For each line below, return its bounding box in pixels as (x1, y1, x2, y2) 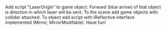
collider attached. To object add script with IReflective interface (5, 15, 135, 20)
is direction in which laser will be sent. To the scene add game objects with (5, 9, 158, 15)
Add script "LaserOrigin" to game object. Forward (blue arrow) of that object (5, 4, 161, 10)
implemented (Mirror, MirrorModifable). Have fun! (5, 19, 106, 25)
